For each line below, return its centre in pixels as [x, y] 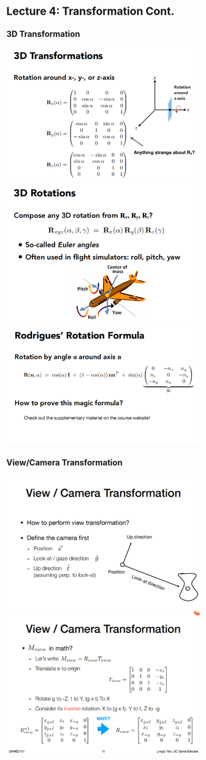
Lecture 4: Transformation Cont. [90, 11]
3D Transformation [43, 34]
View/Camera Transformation [64, 463]
